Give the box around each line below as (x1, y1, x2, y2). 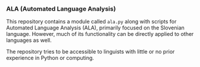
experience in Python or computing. (6, 55, 94, 62)
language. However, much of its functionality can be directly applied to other (6, 31, 194, 38)
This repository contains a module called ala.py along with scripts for (6, 18, 177, 25)
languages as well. (6, 37, 52, 44)
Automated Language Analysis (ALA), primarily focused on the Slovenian (6, 24, 185, 31)
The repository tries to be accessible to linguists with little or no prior (6, 48, 175, 55)
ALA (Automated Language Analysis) (6, 5, 116, 13)
